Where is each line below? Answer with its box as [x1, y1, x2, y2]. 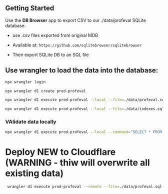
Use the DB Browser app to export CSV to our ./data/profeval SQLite [5, 17, 146, 23]
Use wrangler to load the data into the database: [5, 66, 158, 74]
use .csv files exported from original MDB [12, 32, 98, 38]
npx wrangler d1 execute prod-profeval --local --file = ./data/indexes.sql [5, 106, 164, 111]
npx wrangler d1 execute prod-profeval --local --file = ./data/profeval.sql [5, 97, 166, 102]
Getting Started [5, 4, 54, 12]
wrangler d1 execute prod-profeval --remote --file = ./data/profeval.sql [7, 184, 162, 189]
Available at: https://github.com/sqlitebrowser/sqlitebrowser [12, 42, 142, 48]
